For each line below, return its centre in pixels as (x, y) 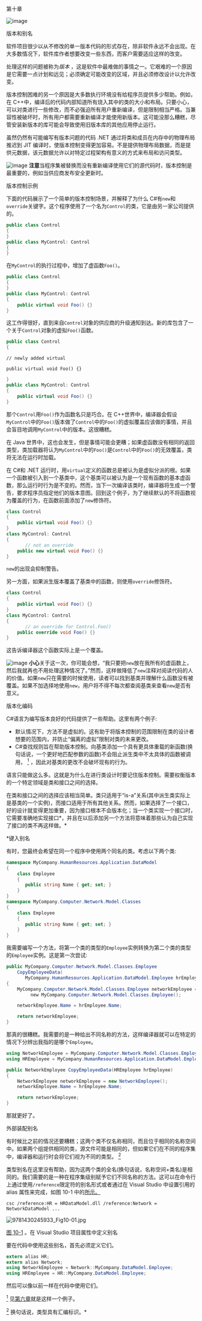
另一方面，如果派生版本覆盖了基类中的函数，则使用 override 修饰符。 (91, 582)
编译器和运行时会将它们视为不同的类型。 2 (69, 1156)
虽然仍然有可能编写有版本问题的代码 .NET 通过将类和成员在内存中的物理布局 (101, 137)
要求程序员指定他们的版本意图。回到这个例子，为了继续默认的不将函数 (103, 492)
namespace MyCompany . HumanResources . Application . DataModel (82, 862)
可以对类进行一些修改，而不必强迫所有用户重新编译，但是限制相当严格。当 (98, 110)
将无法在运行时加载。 (32, 457)
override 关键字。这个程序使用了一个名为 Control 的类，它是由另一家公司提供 (100, 206)
